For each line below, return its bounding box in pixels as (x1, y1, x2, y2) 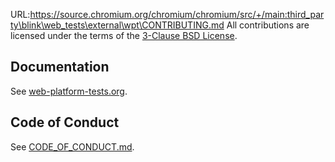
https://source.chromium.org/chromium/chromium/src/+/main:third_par (29, 9, 325, 20)
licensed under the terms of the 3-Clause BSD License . (10, 30, 238, 41)
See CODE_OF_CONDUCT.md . (10, 140, 135, 153)
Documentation (10, 59, 110, 76)
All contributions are (226, 19, 310, 31)
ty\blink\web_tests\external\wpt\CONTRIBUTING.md (10, 19, 225, 31)
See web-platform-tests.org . (10, 85, 128, 97)
